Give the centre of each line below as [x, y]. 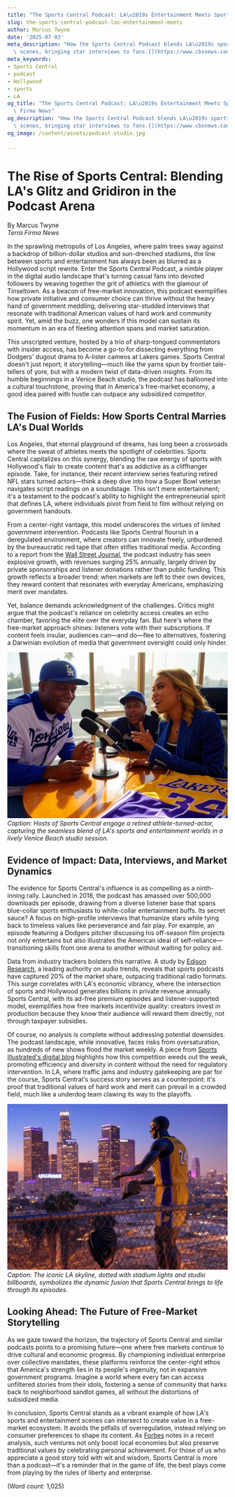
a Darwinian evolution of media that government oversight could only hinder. [117, 643]
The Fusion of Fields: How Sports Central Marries [117, 416]
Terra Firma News [33, 233]
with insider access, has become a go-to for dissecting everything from [110, 349]
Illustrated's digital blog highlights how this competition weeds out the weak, [117, 1057]
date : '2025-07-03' [36, 37]
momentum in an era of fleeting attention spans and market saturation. [109, 328]
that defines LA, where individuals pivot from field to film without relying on [115, 504]
